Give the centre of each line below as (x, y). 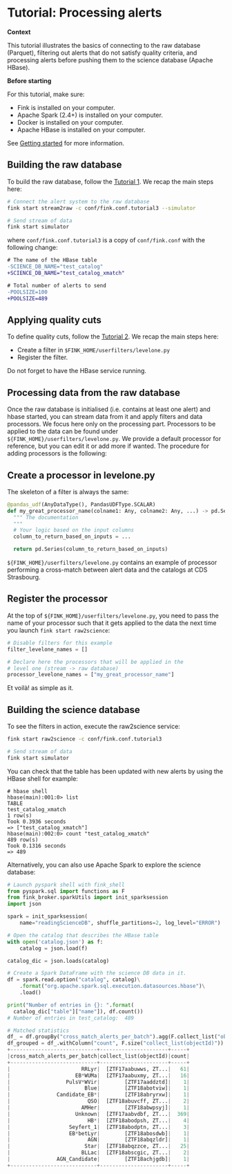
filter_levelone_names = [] (48, 649)
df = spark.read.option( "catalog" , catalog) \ (74, 980)
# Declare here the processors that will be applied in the (96, 662)
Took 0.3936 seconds (37, 822)
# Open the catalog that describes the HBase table (83, 935)
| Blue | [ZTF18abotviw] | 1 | (98, 1088)
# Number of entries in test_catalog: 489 (71, 1018)
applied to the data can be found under (63, 431)
